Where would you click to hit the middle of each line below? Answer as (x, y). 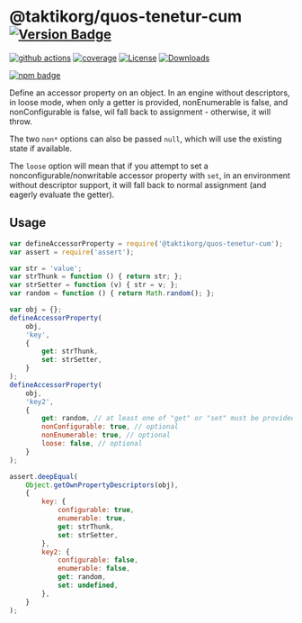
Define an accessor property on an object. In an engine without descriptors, (150, 93)
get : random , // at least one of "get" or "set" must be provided (169, 419)
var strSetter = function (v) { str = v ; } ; (94, 285)
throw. (21, 121)
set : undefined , (88, 585)
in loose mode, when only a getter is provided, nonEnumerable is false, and (149, 102)
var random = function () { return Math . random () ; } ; (112, 293)
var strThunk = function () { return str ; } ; (96, 276)
